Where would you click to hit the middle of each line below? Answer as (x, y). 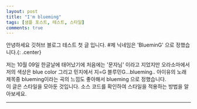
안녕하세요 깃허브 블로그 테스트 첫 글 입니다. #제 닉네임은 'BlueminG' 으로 (90, 45)
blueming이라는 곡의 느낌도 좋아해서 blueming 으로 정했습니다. (94, 79)
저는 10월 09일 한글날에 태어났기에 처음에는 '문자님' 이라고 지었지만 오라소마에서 (98, 65)
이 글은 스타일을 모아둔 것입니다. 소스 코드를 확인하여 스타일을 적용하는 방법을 (94, 87)
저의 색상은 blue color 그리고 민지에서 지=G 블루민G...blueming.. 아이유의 (91, 72)
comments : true (25, 28)
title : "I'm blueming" (34, 17)
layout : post (22, 11)
